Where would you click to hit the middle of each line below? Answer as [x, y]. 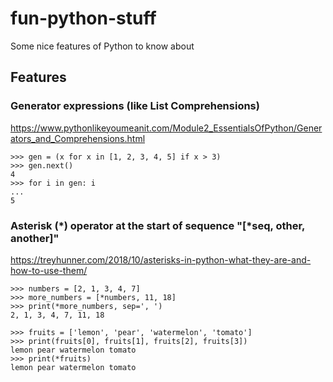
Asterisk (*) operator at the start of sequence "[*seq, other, [158, 225]
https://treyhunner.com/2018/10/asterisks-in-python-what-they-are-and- [161, 259]
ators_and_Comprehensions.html [78, 138]
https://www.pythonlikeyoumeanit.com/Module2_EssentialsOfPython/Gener [166, 128]
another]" [35, 238]
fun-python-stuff [83, 18]
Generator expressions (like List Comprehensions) [135, 106]
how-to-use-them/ [49, 270]
